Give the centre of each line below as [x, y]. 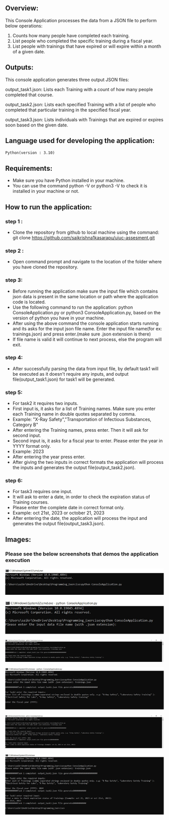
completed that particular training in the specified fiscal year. [68, 110]
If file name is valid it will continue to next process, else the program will [87, 339]
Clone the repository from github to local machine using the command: [86, 232]
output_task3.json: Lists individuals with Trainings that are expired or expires [84, 119]
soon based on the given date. [37, 125]
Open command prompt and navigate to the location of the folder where [87, 262]
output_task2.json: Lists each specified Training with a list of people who [80, 104]
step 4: [14, 358]
